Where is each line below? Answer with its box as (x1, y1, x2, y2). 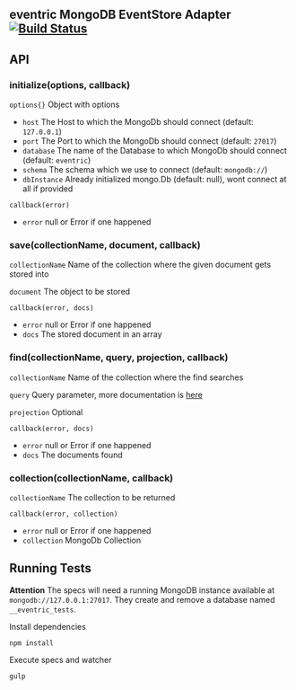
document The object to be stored (9, 287, 131, 297)
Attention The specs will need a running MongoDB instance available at (9, 584, 275, 596)
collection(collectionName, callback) (9, 472, 174, 484)
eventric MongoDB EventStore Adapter (9, 7, 231, 22)
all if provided (22, 183, 74, 194)
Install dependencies (9, 621, 87, 632)
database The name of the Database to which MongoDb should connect (22, 146, 287, 156)
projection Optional (9, 406, 83, 417)
